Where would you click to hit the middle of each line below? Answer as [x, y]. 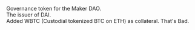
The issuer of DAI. [29, 15]
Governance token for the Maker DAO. [54, 9]
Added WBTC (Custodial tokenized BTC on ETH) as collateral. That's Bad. [98, 21]
